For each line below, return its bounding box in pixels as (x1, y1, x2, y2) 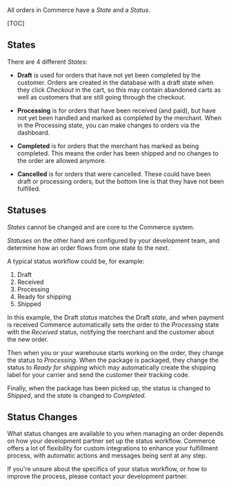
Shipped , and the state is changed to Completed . (7, 391, 147, 399)
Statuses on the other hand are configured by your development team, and (7, 236, 220, 245)
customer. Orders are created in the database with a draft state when (17, 78, 214, 86)
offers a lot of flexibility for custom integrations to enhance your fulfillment (7, 444, 219, 452)
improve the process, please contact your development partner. (7, 472, 188, 481)
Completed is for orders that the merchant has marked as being (17, 142, 199, 150)
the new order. (7, 335, 49, 343)
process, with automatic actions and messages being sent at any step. (7, 452, 208, 460)
